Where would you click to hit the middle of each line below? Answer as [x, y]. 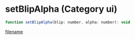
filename [14, 32]
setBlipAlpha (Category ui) [61, 9]
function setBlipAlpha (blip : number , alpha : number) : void [68, 22]
